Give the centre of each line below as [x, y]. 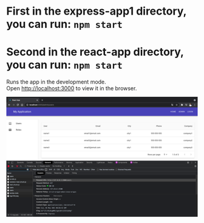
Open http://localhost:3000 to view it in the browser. [72, 88]
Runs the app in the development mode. [56, 82]
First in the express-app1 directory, [97, 11]
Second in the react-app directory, [95, 52]
